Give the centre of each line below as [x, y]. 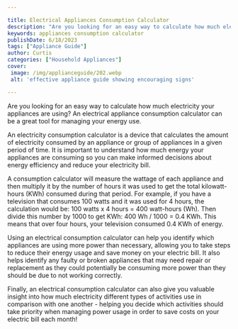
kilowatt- [214, 186]
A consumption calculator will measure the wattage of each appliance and [115, 179]
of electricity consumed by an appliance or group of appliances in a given [115, 142]
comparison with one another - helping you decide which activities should [115, 304]
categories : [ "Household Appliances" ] [64, 60]
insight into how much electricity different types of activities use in [104, 296]
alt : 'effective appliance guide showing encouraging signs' [102, 79]
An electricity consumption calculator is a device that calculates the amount [118, 135]
